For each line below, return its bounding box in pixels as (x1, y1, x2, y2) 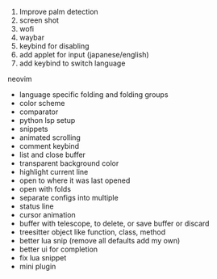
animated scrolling (19, 133, 81, 142)
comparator (19, 107, 59, 116)
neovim (7, 74, 33, 83)
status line (19, 201, 54, 211)
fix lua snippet (19, 253, 67, 262)
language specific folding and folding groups (19, 90, 169, 99)
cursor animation (19, 210, 76, 219)
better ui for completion (19, 244, 98, 254)
